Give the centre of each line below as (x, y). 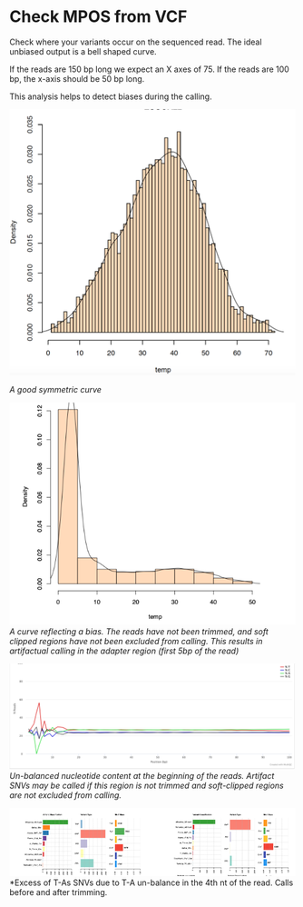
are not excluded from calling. (66, 795)
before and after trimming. (59, 892)
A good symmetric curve (56, 389)
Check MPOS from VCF (98, 17)
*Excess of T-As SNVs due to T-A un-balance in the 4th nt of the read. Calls (151, 882)
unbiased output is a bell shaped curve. (83, 51)
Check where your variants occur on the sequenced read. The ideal (136, 42)
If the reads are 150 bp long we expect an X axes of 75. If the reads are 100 (150, 69)
